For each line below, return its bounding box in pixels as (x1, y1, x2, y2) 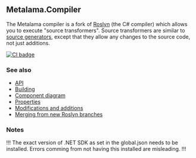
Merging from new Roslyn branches (14, 111, 103, 118)
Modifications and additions (14, 105, 83, 112)
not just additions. (6, 39, 51, 46)
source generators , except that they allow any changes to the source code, (6, 33, 191, 40)
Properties (14, 98, 41, 106)
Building (14, 86, 35, 93)
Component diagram (14, 92, 66, 99)
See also (6, 65, 32, 74)
